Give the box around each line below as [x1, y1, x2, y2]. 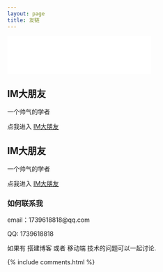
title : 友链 [7, 17, 40, 24]
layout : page [7, 10, 45, 17]
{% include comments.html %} [7, 258, 95, 266]
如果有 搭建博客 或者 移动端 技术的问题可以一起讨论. [7, 244, 157, 252]
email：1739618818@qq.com [7, 216, 91, 224]
